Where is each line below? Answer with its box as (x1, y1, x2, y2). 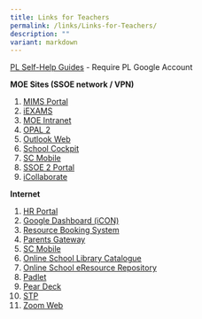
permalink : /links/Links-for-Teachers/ (10, 21, 158, 30)
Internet (10, 189, 41, 199)
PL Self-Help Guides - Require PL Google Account (10, 62, 193, 73)
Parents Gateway (22, 234, 86, 245)
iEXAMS (22, 105, 53, 116)
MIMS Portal (22, 97, 69, 107)
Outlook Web (22, 134, 71, 144)
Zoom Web (22, 300, 64, 311)
